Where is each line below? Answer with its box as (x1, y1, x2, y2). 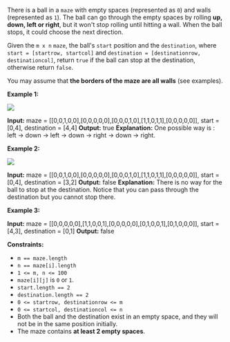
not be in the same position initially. (17, 320, 118, 327)
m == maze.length (17, 255, 68, 262)
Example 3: (7, 207, 40, 214)
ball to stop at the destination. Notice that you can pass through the (7, 186, 199, 193)
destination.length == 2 (17, 292, 89, 298)
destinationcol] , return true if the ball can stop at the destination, (7, 56, 195, 64)
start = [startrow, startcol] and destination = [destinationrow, (7, 48, 201, 57)
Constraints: (7, 240, 44, 248)
